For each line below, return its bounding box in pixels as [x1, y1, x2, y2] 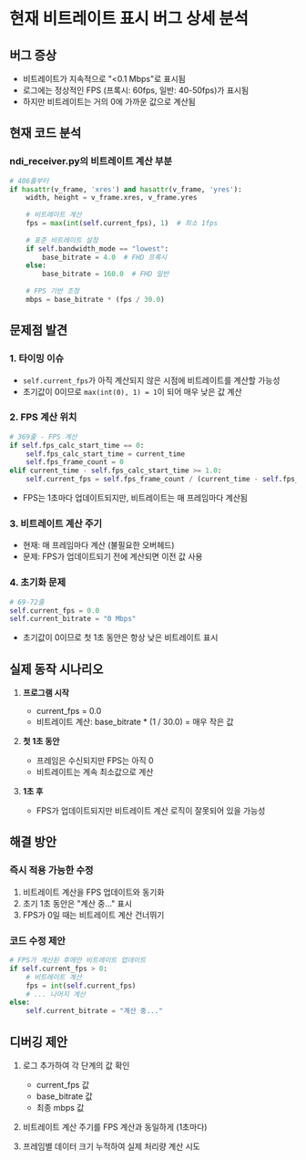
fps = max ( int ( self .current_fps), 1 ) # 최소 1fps [25, 219, 219, 228]
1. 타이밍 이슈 [9, 352, 65, 365]
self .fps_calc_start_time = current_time [25, 449, 185, 459]
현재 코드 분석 [9, 125, 82, 141]
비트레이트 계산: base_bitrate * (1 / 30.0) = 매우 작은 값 [36, 717, 234, 728]
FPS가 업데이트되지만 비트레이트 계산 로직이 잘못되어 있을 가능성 [36, 805, 266, 816]
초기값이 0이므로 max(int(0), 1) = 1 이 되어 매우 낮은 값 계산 [22, 386, 243, 397]
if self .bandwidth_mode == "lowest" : [25, 243, 169, 254]
